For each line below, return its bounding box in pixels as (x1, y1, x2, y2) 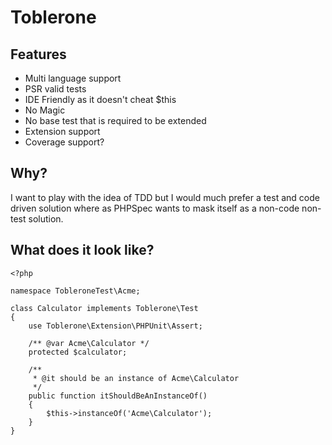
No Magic (24, 104, 66, 116)
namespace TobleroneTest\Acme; (10, 286, 141, 296)
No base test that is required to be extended (24, 115, 207, 126)
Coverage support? (24, 136, 105, 148)
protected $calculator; (28, 347, 128, 357)
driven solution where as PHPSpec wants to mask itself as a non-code (10, 202, 300, 214)
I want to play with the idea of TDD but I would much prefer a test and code (10, 191, 320, 203)
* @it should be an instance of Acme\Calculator (32, 373, 240, 383)
